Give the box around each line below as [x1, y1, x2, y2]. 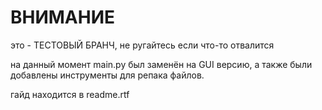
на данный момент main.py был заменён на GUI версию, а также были [10, 58, 313, 70]
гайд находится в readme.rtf [10, 88, 130, 100]
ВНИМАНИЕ [10, 6, 116, 29]
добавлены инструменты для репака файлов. [10, 69, 205, 81]
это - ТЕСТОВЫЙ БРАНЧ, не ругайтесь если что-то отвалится [10, 39, 275, 51]
